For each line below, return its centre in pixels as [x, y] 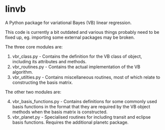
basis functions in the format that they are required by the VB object [81, 106]
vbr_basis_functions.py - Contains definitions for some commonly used [84, 101]
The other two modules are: [33, 92]
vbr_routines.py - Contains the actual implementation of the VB [76, 67]
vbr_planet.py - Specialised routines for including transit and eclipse [82, 117]
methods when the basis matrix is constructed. [60, 112]
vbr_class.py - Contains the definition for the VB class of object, [77, 56]
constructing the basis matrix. [42, 82]
